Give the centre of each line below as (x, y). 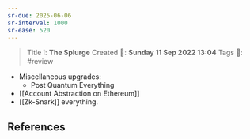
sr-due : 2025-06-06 (40, 15)
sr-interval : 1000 (38, 23)
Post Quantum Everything (72, 85)
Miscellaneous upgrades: (60, 77)
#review (40, 62)
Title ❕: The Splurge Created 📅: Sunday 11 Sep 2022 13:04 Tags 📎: (134, 53)
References (36, 127)
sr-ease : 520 (29, 30)
